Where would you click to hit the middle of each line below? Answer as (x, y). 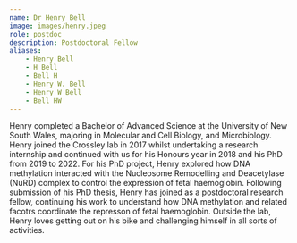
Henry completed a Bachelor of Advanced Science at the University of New (148, 126)
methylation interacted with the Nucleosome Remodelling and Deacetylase (147, 173)
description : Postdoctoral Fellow (74, 42)
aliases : (25, 51)
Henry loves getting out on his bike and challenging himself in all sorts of (143, 221)
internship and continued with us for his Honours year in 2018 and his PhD (146, 155)
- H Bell (42, 68)
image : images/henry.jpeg (57, 26)
